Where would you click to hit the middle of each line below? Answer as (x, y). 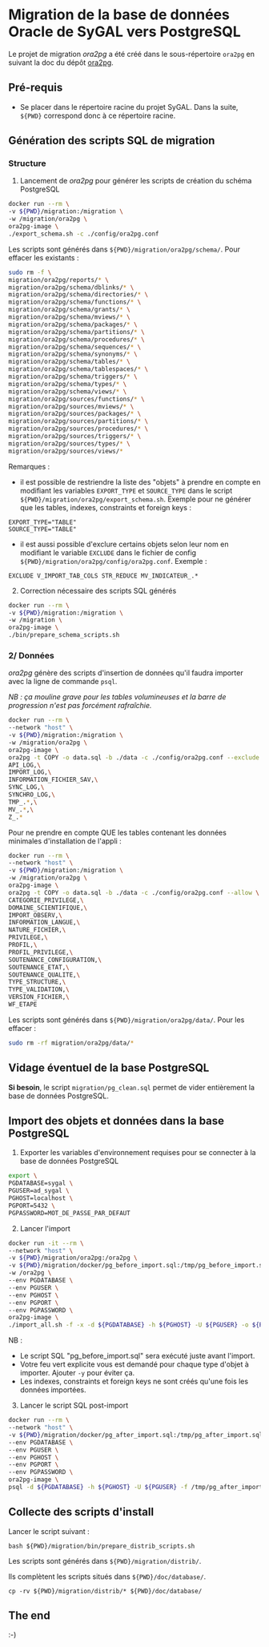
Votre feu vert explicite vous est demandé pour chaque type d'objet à (134, 1364)
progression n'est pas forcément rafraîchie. (80, 706)
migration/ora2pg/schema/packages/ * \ (73, 324)
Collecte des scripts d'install (81, 1512)
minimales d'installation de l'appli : (65, 841)
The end (29, 1616)
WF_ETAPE (23, 1005)
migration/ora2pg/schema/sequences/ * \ (75, 347)
